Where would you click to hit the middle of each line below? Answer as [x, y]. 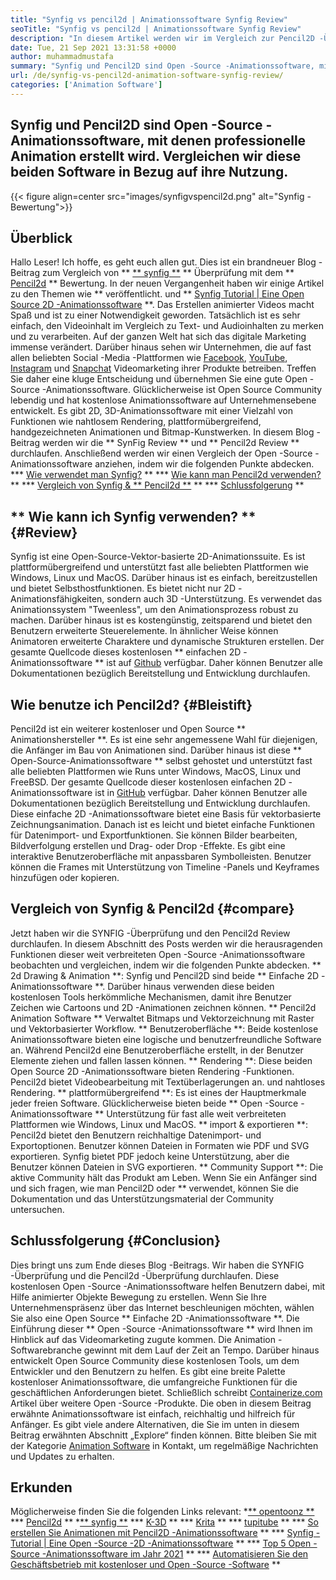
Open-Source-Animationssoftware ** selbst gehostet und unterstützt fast [161, 760]
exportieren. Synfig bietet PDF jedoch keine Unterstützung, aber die [150, 1156]
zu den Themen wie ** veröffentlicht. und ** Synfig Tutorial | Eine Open [157, 294]
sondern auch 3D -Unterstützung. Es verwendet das [214, 599]
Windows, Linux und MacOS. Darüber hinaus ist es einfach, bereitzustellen [164, 578]
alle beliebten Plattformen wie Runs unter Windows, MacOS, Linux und [156, 771]
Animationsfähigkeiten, [57, 599]
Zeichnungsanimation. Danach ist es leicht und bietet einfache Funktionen [162, 824]
